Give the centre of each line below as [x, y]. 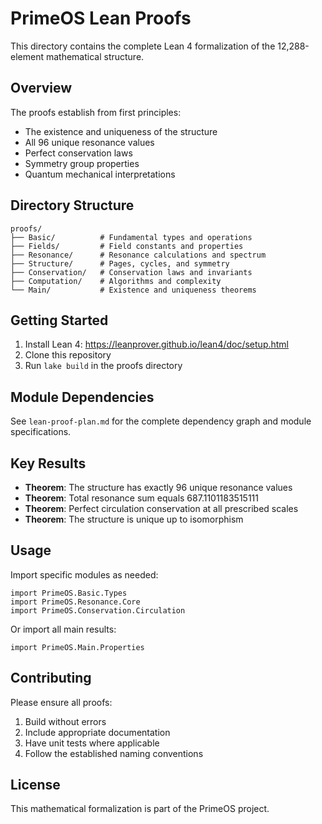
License [35, 785]
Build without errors [65, 721]
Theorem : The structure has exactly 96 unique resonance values [158, 487]
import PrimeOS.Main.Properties [77, 647]
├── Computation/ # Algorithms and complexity [116, 281]
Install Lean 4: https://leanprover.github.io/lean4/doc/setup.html [157, 344]
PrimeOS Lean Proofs [101, 18]
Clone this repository [68, 355]
